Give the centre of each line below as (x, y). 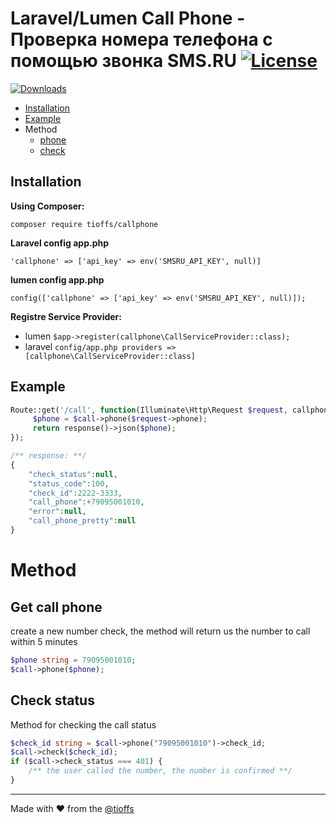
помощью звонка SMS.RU (123, 61)
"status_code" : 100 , (69, 483)
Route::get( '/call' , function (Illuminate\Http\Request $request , (149, 410)
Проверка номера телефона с (141, 39)
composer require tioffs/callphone (84, 224)
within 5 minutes (44, 641)
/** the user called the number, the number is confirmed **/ (160, 771)
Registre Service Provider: (66, 316)
